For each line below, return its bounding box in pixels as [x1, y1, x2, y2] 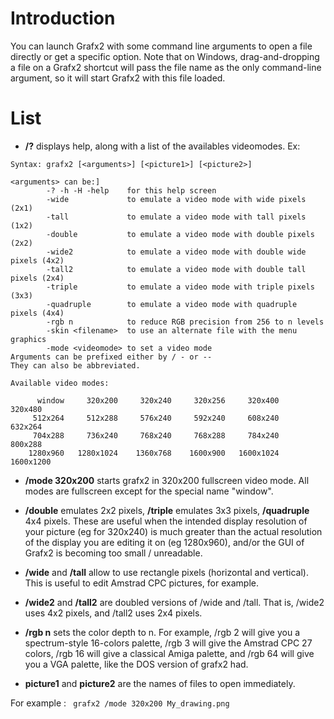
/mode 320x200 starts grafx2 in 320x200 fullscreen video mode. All [24, 474, 310, 486]
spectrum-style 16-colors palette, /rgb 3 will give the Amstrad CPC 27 [24, 637, 313, 649]
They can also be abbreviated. [10, 360, 141, 371]
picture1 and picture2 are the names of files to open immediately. [24, 677, 296, 689]
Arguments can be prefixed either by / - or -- [10, 352, 213, 362]
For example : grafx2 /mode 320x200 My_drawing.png [10, 697, 230, 709]
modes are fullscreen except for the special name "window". [24, 485, 274, 497]
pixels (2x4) [10, 273, 65, 283]
